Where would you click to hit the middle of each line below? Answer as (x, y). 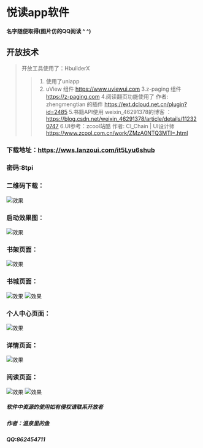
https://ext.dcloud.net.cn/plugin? (145, 104)
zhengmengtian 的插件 (74, 104)
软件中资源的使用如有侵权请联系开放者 (55, 407)
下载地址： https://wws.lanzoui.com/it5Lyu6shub (81, 150)
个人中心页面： (29, 313)
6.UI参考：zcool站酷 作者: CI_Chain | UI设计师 (117, 126)
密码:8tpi (20, 168)
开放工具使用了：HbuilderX (56, 68)
